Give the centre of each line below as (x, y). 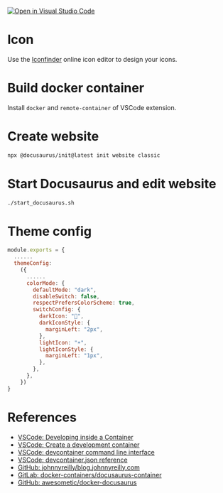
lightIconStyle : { (66, 349)
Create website (53, 137)
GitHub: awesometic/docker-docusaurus (77, 482)
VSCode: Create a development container (78, 445)
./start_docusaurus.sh (41, 202)
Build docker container (76, 88)
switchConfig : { (57, 310)
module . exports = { (36, 250)
